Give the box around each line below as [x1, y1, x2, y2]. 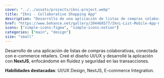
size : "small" [5, 35, 34, 39]
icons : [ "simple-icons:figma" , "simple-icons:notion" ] [5, 25, 119, 30]
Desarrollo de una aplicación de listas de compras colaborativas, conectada [5, 47, 158, 54]
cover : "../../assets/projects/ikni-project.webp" [5, 7, 110, 12]
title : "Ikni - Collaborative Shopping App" [5, 12, 97, 17]
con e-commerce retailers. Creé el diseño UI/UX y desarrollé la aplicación [5, 53, 154, 58]
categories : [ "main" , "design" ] [5, 30, 71, 35]
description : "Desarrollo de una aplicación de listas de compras [5, 16, 143, 21]
